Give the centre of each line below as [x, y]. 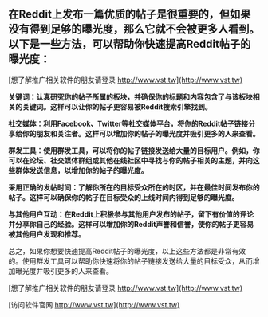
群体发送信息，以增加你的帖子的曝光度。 [81, 170]
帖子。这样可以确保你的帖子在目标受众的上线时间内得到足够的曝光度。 [124, 197]
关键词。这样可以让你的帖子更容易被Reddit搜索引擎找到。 [117, 107]
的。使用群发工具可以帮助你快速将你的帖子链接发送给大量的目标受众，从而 [130, 260]
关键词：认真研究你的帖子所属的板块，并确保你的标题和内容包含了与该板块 [130, 96]
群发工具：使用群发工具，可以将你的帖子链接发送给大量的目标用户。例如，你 [134, 151]
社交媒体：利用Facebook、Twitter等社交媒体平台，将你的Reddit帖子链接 [128, 123]
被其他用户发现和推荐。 [47, 234]
